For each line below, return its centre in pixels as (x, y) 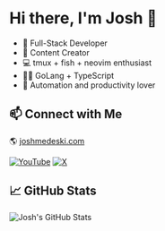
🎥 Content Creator (56, 52)
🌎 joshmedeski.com (47, 141)
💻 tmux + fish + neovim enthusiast (87, 63)
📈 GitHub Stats (53, 191)
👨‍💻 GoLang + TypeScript (68, 75)
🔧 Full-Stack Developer (65, 43)
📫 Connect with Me (66, 114)
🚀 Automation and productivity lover (89, 85)
